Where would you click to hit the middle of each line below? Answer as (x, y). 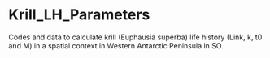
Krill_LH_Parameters (79, 15)
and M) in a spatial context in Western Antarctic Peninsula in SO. (116, 45)
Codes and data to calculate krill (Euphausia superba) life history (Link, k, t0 (135, 37)
